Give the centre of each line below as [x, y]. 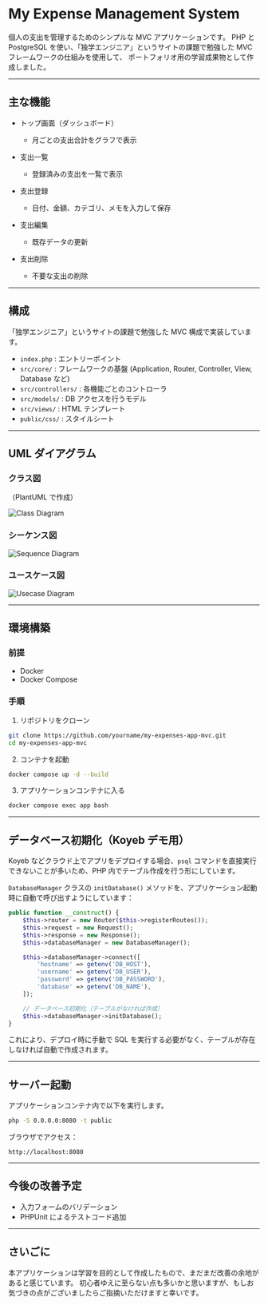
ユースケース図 [37, 575]
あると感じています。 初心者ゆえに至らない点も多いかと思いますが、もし [128, 1283]
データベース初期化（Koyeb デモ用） [99, 840]
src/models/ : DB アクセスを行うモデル [83, 398]
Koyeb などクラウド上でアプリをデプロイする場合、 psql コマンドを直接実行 [132, 861]
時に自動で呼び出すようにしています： [71, 898]
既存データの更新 [60, 241]
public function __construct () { [64, 913]
